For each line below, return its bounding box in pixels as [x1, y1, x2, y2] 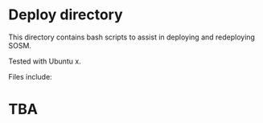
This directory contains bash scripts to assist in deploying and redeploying [8, 32, 256, 42]
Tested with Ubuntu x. [8, 56, 82, 66]
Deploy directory [8, 6, 123, 24]
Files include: [8, 72, 52, 81]
